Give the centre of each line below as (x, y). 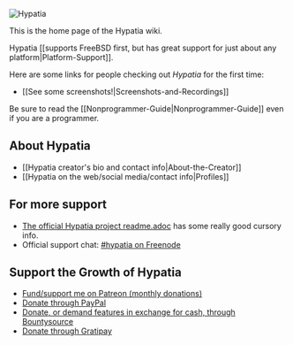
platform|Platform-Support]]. (61, 57)
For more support (58, 205)
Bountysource (47, 322)
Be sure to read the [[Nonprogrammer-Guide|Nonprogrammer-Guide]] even (146, 109)
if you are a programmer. (54, 118)
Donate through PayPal (64, 303)
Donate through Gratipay (67, 331)
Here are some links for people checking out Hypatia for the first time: (137, 74)
